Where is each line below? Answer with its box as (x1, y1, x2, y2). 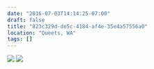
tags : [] (7, 36, 33, 43)
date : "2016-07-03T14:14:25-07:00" (7, 10, 111, 17)
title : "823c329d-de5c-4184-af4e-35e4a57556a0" (7, 23, 148, 30)
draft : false (7, 17, 45, 23)
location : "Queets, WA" (7, 29, 77, 37)
